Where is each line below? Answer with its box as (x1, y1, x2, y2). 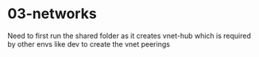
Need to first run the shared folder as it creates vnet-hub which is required (7, 31, 251, 40)
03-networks (7, 5, 97, 23)
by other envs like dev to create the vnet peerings (7, 39, 170, 48)
